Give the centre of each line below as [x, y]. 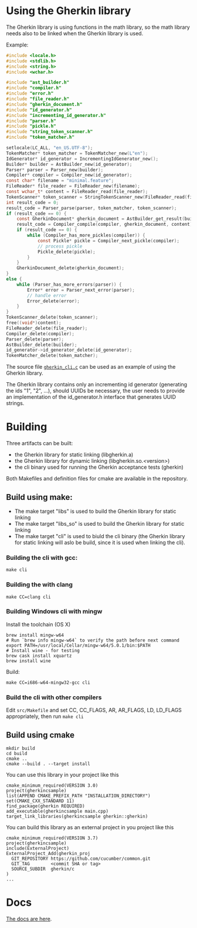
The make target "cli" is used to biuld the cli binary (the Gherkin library [100, 536]
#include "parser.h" [31, 121]
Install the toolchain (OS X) [38, 624]
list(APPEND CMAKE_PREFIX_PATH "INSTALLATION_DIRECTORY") [78, 796]
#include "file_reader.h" [38, 99]
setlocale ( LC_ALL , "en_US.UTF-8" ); [50, 148]
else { [14, 279]
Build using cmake [40, 735]
